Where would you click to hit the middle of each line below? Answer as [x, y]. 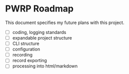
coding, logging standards [39, 32]
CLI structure [26, 43]
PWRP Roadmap [39, 9]
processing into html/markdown [45, 66]
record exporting [30, 60]
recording [22, 55]
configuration [26, 49]
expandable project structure [42, 38]
